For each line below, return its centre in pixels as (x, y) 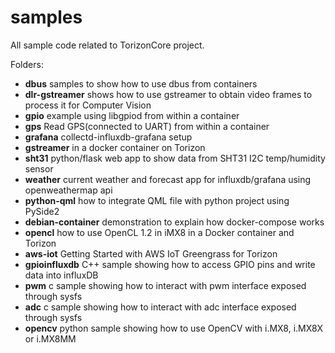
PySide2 (42, 211)
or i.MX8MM (50, 338)
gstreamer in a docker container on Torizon (115, 147)
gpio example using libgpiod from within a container (132, 115)
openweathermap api (68, 190)
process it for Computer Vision (88, 105)
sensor (39, 168)
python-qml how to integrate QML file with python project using (157, 200)
